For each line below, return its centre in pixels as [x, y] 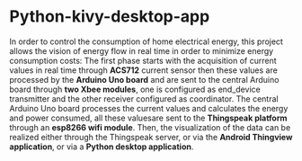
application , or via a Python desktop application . [102, 147]
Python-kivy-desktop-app [110, 17]
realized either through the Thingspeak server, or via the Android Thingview [151, 137]
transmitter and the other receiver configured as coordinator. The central [144, 98]
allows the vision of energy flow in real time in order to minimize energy [142, 50]
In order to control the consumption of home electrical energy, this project [146, 41]
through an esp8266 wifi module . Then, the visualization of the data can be [150, 127]
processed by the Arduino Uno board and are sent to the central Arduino [144, 79]
